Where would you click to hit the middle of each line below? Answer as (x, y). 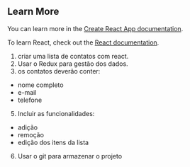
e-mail (27, 92)
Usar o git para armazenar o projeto (70, 156)
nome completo (40, 85)
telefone (30, 100)
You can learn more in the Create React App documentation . (95, 28)
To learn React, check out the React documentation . (83, 42)
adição (28, 127)
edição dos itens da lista (53, 142)
